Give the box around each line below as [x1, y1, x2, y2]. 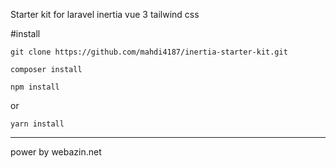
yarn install [10, 119, 65, 129]
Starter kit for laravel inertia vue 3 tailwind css [10, 9, 200, 20]
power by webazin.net [10, 146, 102, 158]
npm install [10, 82, 60, 92]
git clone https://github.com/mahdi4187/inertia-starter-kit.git [10, 47, 288, 57]
